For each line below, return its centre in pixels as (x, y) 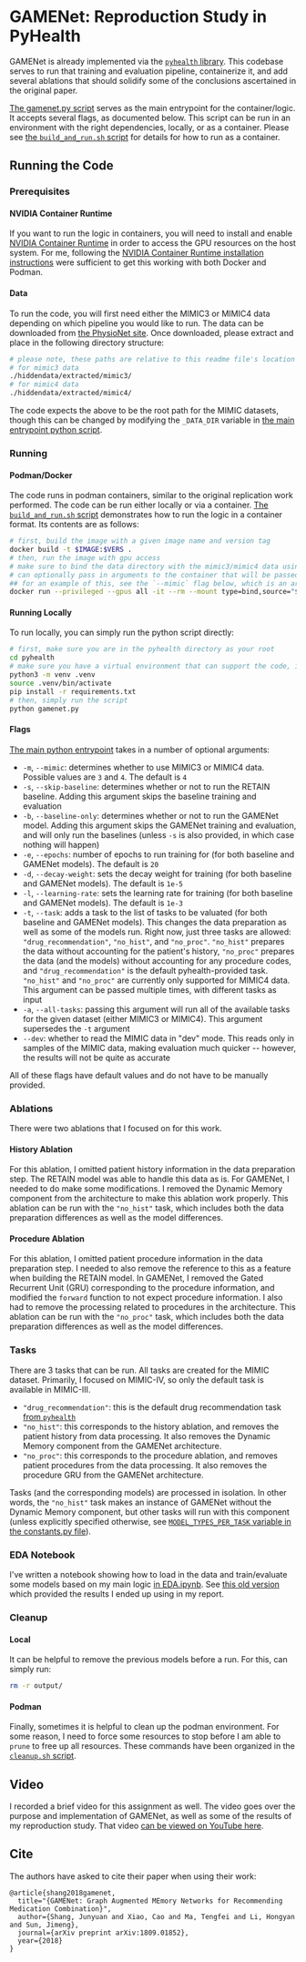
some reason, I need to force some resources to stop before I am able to (145, 1736)
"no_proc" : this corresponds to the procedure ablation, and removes (150, 1456)
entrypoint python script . (56, 430)
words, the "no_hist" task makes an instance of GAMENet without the (140, 1502)
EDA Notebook (42, 1555)
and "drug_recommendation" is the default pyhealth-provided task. (145, 970)
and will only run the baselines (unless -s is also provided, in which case (158, 834)
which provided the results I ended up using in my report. (117, 1594)
